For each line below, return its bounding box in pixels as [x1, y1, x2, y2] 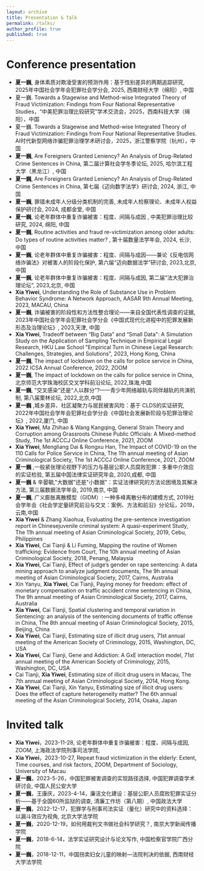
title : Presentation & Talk [6, 15, 78, 21]
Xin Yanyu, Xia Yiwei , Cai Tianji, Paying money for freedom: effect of [15, 580, 188, 588]
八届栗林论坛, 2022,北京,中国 [29, 394, 102, 401]
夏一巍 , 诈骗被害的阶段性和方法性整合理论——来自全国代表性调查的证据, [15, 308, 195, 316]
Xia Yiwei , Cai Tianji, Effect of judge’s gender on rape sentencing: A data [15, 561, 198, 569]
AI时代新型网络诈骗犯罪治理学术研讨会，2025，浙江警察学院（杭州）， [15, 137, 191, 145]
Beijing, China [15, 626, 50, 633]
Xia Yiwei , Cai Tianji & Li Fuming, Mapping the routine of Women [15, 542, 177, 549]
